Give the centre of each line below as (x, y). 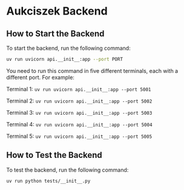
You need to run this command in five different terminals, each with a (92, 70)
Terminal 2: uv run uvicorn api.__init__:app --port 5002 (79, 101)
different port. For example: (40, 77)
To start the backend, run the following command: (69, 48)
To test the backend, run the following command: (67, 170)
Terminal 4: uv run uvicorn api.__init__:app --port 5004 (79, 124)
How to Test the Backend (54, 155)
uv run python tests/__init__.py (48, 181)
